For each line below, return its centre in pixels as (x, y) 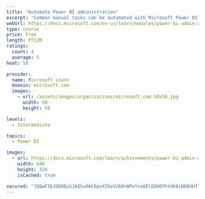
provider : (19, 74)
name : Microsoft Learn (41, 80)
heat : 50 (17, 63)
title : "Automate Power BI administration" (63, 12)
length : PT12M (24, 40)
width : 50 (35, 103)
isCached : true (37, 175)
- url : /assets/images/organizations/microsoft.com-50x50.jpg (98, 97)
